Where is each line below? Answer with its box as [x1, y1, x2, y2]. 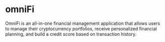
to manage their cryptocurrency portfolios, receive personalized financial [5, 25, 157, 31]
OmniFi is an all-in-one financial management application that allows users [5, 20, 160, 26]
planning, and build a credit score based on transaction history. [5, 31, 137, 37]
